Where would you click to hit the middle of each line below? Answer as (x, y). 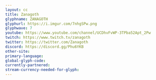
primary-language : (24, 56)
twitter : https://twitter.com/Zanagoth (47, 42)
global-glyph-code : (25, 61)
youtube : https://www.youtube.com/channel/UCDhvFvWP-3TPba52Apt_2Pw (78, 33)
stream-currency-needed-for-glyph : (42, 70)
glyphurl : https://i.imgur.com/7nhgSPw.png (51, 24)
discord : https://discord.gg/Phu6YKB (44, 47)
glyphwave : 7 (19, 28)
